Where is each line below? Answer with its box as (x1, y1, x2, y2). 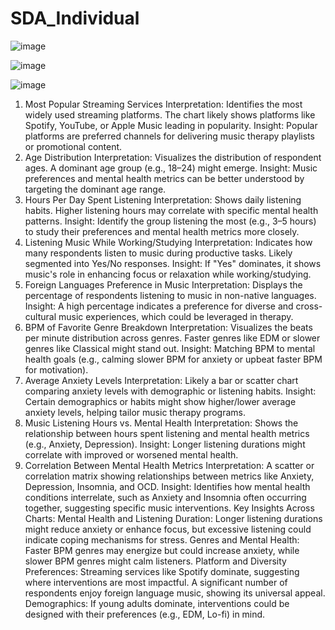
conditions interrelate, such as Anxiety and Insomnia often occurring (24, 491, 307, 503)
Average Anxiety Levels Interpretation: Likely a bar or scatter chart (24, 374, 299, 386)
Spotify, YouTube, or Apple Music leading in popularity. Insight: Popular (24, 119, 318, 131)
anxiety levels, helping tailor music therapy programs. (24, 406, 246, 418)
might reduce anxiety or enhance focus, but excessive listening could (24, 523, 312, 535)
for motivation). (24, 363, 89, 376)
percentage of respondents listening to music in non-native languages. (24, 289, 317, 301)
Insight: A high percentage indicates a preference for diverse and (24, 300, 294, 312)
